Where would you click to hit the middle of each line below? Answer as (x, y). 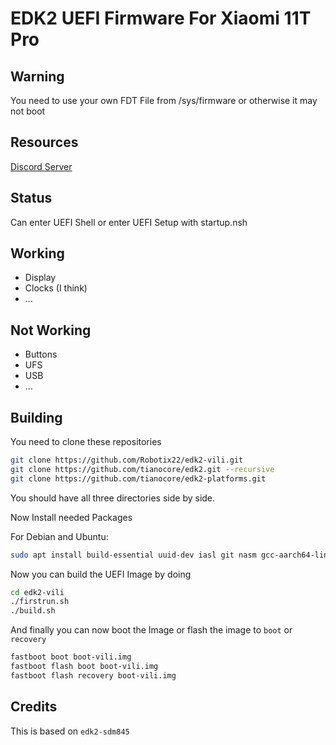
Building (36, 417)
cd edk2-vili (37, 592)
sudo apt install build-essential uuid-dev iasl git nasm (133, 555)
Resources (44, 142)
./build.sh (33, 611)
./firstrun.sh (40, 602)
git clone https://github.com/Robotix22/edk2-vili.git (127, 460)
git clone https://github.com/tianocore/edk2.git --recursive (142, 469)
